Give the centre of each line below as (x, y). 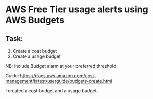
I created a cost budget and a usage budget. (52, 91)
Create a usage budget (36, 56)
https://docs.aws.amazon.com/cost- (58, 76)
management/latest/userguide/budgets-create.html (59, 81)
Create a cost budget (35, 51)
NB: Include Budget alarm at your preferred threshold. (62, 66)
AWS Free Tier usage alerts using (77, 9)
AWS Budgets (35, 20)
